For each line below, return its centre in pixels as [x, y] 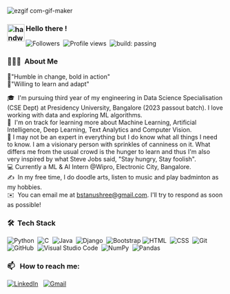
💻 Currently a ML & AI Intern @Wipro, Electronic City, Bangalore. [99, 166]
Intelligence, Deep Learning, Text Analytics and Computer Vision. [100, 129]
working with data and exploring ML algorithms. [75, 115]
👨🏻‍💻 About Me [33, 61]
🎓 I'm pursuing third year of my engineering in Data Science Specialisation [115, 97]
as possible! [24, 204]
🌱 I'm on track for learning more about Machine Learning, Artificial [102, 122]
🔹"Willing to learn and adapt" [48, 84]
